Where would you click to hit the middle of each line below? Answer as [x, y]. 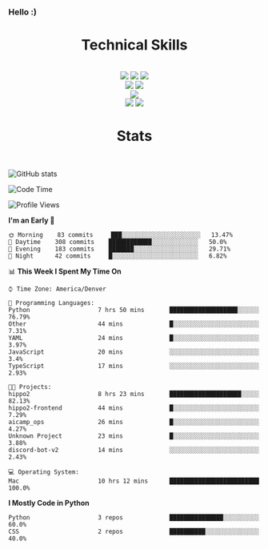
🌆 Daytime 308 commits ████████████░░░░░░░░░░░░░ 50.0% [118, 242]
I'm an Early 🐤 [32, 220]
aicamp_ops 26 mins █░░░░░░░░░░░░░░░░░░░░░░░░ [134, 422]
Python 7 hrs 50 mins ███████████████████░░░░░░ [134, 310]
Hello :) [23, 12]
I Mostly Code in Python [49, 503]
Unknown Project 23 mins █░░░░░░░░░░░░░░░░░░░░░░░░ [134, 436]
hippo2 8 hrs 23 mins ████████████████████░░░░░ [134, 394]
